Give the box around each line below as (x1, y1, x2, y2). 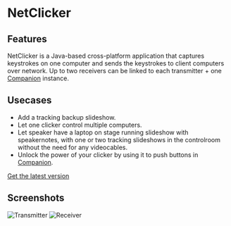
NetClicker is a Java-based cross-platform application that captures (7, 51, 205, 60)
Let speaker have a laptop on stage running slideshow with (17, 128, 189, 137)
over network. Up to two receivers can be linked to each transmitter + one (7, 67, 222, 75)
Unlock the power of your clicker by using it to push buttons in (17, 150, 199, 159)
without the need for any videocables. (17, 143, 128, 151)
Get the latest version (7, 171, 70, 180)
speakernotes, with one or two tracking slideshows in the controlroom (17, 135, 220, 144)
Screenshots (7, 192, 65, 204)
